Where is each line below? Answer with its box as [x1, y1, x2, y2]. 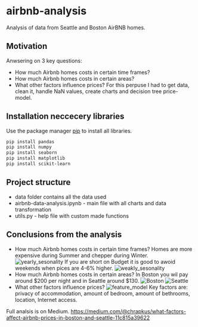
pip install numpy [6, 144, 52, 150]
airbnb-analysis [6, 4, 87, 18]
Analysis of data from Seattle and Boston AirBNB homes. [6, 24, 146, 31]
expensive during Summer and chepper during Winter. [14, 252, 148, 259]
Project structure [6, 177, 71, 187]
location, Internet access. [14, 296, 78, 303]
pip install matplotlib [6, 155, 66, 162]
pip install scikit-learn [6, 161, 70, 167]
